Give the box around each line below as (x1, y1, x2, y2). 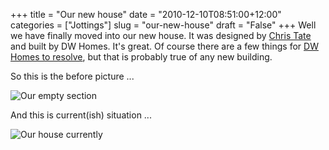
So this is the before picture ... (10, 70, 135, 82)
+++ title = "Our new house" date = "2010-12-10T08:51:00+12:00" (10, 9, 282, 20)
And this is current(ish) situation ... (10, 109, 152, 121)
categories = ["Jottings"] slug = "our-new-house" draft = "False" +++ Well (10, 19, 317, 31)
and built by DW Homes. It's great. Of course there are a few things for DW (10, 40, 319, 52)
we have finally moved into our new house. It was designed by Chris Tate (10, 30, 312, 41)
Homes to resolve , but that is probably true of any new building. (10, 51, 273, 63)
